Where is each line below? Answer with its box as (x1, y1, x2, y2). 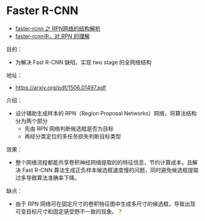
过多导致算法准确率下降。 (15, 174, 80, 181)
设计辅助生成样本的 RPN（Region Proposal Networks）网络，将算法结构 (15, 109, 197, 117)
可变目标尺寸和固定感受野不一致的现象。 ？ (15, 207, 123, 215)
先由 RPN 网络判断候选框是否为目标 (24, 125, 114, 132)
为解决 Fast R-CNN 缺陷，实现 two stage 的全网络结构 (15, 58, 152, 66)
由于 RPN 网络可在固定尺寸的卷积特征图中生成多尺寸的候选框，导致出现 (15, 200, 196, 207)
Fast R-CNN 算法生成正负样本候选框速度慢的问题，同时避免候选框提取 (22, 166, 199, 174)
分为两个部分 (15, 117, 48, 125)
